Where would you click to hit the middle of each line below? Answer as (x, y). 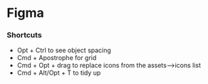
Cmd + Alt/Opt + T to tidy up (59, 73)
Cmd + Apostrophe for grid (57, 58)
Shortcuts (24, 35)
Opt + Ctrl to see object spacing (64, 50)
